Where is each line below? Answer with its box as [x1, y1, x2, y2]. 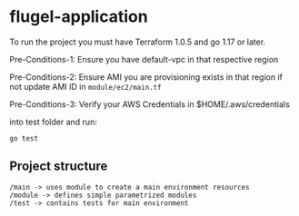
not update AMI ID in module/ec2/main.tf [9, 81, 162, 92]
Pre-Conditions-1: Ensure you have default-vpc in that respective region [9, 54, 279, 64]
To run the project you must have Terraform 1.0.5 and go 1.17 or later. [9, 36, 266, 47]
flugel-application [9, 6, 148, 27]
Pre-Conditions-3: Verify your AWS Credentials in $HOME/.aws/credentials [9, 98, 291, 110]
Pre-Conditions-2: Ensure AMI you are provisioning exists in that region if [9, 71, 284, 83]
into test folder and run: [9, 116, 97, 127]
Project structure [9, 159, 108, 174]
